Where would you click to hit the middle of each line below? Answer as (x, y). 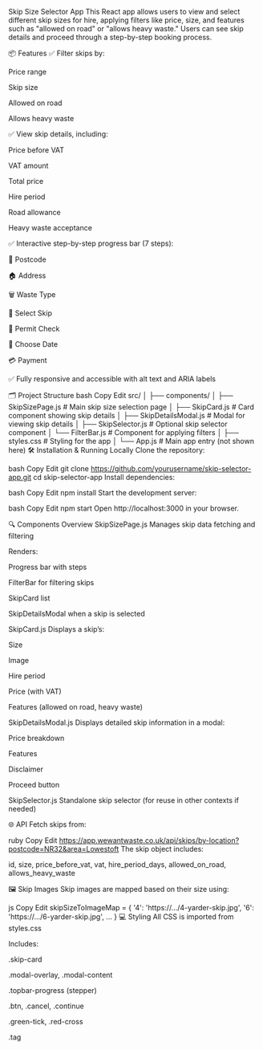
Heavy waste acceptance (50, 228)
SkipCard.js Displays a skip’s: (57, 629)
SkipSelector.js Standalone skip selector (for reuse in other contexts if (123, 800)
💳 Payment (28, 360)
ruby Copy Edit (33, 840)
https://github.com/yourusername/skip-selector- (171, 468)
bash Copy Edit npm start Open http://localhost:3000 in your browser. (123, 508)
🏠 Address (27, 275)
